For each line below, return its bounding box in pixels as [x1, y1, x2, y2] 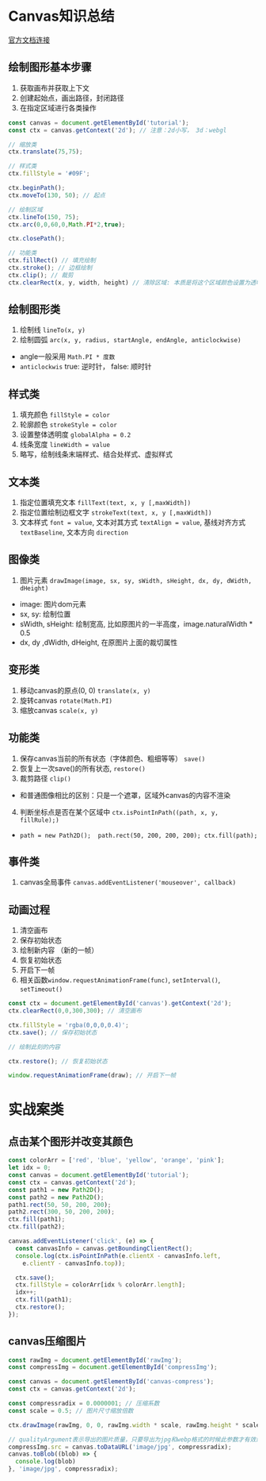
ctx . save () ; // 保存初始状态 [8, 1028, 97, 1036]
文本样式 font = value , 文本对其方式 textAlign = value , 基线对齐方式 [19, 518, 246, 527]
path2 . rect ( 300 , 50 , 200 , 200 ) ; [8, 1208, 115, 1216]
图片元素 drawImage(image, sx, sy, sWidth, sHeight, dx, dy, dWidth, [19, 575, 252, 584]
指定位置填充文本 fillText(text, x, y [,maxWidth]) [19, 498, 192, 507]
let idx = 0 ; [8, 1164, 51, 1172]
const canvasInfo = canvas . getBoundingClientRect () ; [15, 1244, 193, 1252]
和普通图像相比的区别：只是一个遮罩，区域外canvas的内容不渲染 [19, 790, 231, 800]
